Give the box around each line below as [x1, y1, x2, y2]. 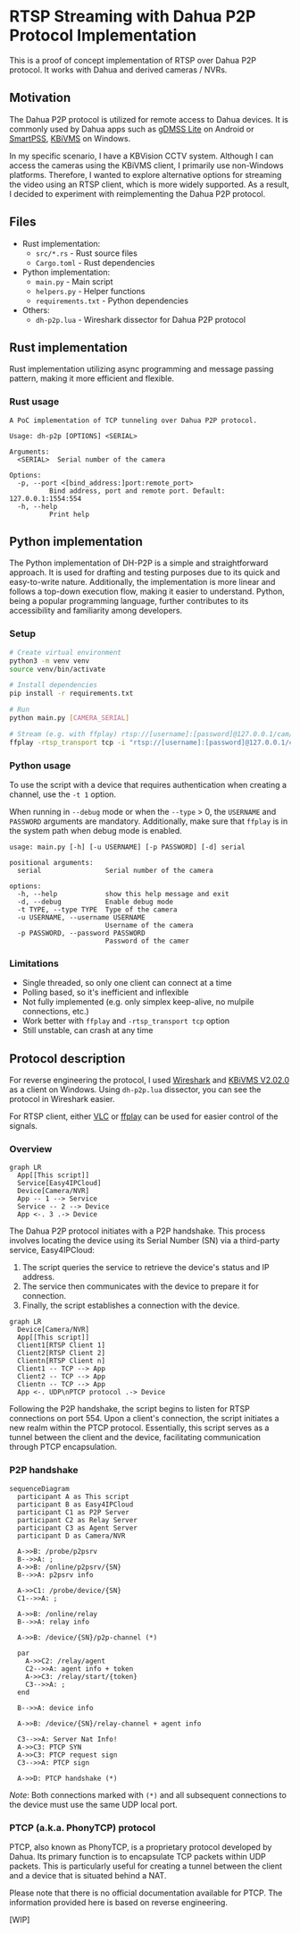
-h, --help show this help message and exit [17, 889, 229, 898]
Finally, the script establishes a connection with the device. [21, 1300, 240, 1311]
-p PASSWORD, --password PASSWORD [17, 928, 146, 937]
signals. [9, 1121, 38, 1132]
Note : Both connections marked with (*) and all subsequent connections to [9, 1789, 287, 1800]
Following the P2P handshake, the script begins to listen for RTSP [9, 1403, 250, 1414]
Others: [21, 304, 51, 315]
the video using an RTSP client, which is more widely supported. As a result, [9, 179, 290, 190]
